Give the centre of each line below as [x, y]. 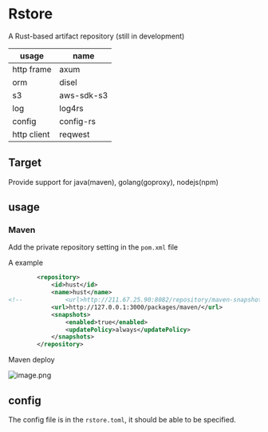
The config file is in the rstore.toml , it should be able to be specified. [122, 420]
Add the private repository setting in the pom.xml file [93, 247]
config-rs [77, 121]
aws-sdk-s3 [84, 95]
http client [31, 134]
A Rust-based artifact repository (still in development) [97, 36]
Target [25, 163]
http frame [32, 69]
